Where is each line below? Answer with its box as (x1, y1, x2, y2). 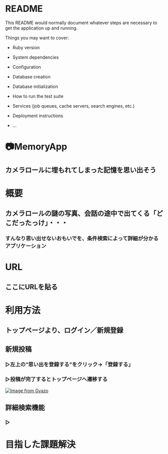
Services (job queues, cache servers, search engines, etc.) (12, 103, 135, 109)
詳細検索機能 (5, 403, 45, 412)
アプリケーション (5, 242, 47, 249)
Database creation (12, 73, 51, 79)
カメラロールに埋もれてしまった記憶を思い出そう (5, 165, 156, 174)
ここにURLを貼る (5, 283, 58, 291)
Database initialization (12, 83, 59, 89)
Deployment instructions (12, 113, 64, 119)
